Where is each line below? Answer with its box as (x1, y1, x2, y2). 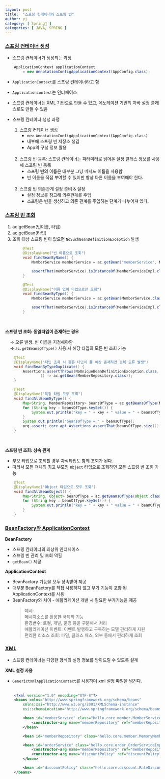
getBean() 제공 (12, 558, 42, 565)
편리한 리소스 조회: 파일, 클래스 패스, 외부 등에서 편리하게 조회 (24, 632, 142, 638)
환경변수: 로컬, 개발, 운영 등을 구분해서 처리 (24, 620, 107, 626)
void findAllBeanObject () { (14, 489, 71, 494)
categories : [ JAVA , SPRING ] (5, 26, 67, 31)
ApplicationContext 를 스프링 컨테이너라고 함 (12, 79, 100, 85)
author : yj (5, 16, 27, 21)
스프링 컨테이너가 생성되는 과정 (12, 55, 72, 61)
